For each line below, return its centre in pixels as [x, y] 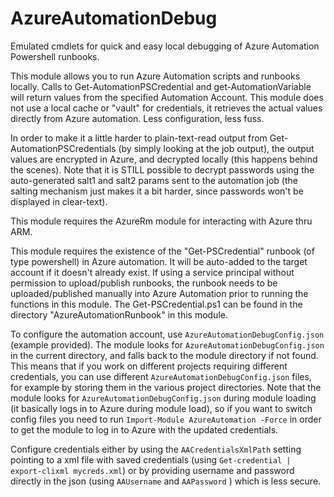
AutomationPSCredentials [63, 148]
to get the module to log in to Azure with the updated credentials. [144, 429]
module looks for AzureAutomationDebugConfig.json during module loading [163, 398]
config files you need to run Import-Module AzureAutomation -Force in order [166, 419]
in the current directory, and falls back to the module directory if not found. [164, 355]
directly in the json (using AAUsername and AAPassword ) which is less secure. [166, 481]
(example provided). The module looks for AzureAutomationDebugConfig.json [167, 344]
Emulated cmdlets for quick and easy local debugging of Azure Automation [165, 46]
